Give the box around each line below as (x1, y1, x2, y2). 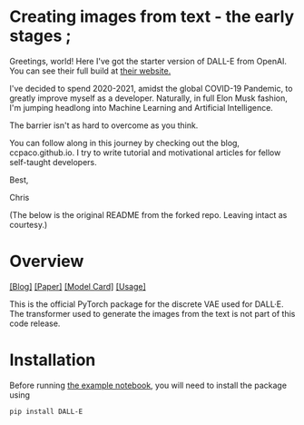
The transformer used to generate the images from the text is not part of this (9, 308, 296, 319)
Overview (9, 252, 84, 272)
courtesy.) (9, 219, 48, 230)
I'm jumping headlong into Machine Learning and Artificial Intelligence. (9, 102, 274, 113)
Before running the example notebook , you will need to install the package (9, 380, 288, 390)
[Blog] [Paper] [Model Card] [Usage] (9, 281, 147, 292)
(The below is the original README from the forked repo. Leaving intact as (9, 209, 288, 220)
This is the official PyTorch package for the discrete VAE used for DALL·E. (9, 298, 284, 310)
